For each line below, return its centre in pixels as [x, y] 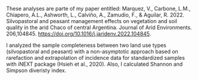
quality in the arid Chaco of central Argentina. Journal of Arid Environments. [99, 27]
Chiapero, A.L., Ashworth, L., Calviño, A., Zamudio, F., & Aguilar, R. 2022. [95, 15]
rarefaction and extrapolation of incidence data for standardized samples [96, 58]
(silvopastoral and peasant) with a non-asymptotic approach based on [92, 52]
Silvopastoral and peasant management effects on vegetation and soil [92, 21]
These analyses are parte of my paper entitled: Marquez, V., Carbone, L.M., [98, 9]
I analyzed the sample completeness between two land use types [86, 45]
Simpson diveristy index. [36, 70]
